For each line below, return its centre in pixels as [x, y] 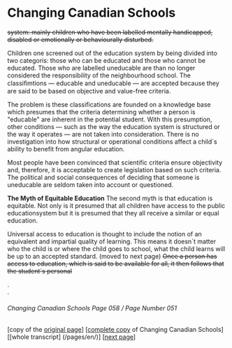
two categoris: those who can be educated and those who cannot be [107, 60]
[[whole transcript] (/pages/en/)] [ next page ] [72, 337]
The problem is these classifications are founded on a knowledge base [109, 104]
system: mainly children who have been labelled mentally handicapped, [110, 32]
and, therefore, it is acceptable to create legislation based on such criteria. [114, 169]
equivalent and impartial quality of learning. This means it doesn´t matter [112, 241]
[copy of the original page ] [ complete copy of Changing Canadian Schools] [115, 330]
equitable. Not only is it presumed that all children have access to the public [116, 205]
